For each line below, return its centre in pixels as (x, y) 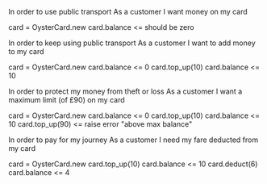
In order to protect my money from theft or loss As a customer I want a (125, 91)
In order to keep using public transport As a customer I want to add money (132, 43)
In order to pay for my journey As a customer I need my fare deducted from (133, 140)
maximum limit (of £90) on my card (67, 100)
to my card (26, 51)
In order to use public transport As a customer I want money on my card (128, 12)
